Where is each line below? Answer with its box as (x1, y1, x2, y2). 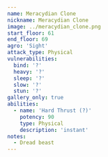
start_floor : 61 (7, 29, 54, 37)
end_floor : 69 (7, 36, 49, 43)
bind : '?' (13, 62, 42, 69)
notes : (7, 133, 26, 140)
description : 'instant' (20, 126, 89, 133)
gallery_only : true (7, 94, 64, 101)
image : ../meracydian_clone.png (7, 23, 101, 30)
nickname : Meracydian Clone (7, 17, 89, 24)
